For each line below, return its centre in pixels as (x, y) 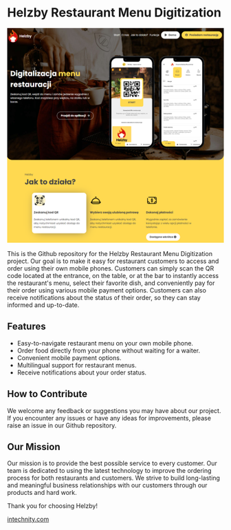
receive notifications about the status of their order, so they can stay (104, 298)
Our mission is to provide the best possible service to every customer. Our (112, 463)
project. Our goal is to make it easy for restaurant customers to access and (113, 261)
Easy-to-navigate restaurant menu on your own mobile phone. (105, 343)
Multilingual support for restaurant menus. (77, 365)
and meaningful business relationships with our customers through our (107, 485)
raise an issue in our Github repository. (62, 425)
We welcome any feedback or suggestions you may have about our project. (114, 410)
